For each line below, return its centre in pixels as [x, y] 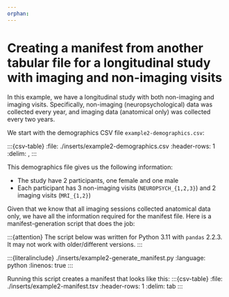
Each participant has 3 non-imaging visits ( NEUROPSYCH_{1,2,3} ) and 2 [117, 188]
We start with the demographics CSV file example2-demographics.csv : [106, 132]
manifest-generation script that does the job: [71, 223]
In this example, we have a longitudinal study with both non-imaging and [111, 97]
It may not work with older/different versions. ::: [75, 244]
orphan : [18, 14]
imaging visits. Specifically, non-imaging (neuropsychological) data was [110, 104]
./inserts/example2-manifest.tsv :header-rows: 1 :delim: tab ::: [95, 286]
